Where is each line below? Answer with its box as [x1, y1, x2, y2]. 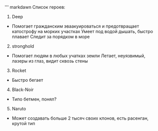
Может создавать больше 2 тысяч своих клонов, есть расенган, [11, 115, 149, 121]
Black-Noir [11, 87, 34, 93]
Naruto [11, 106, 26, 111]
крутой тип [11, 121, 35, 126]
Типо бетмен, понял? [11, 96, 57, 102]
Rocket [11, 67, 27, 73]
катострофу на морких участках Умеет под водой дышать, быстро [11, 29, 153, 34]
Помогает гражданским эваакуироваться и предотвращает [11, 23, 139, 29]
